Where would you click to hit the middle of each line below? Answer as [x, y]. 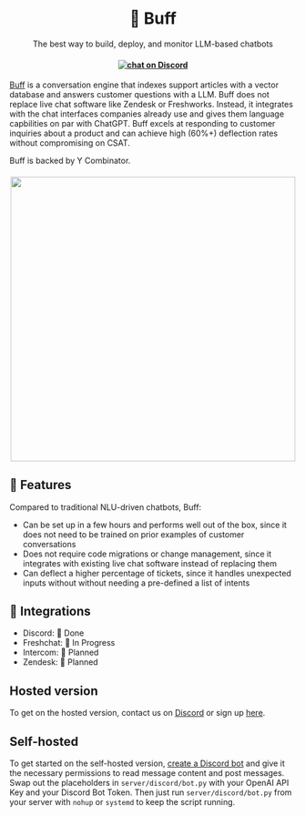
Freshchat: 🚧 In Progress [69, 643]
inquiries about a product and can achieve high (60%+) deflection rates [144, 133]
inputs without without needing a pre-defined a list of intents [136, 583]
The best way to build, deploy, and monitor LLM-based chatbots [153, 44]
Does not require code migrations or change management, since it [147, 554]
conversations [49, 544]
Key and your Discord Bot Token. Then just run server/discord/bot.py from [151, 792]
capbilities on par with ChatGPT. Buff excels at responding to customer [142, 124]
